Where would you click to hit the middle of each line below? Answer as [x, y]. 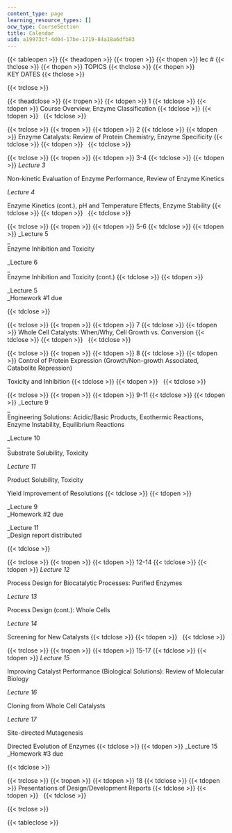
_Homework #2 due [35, 514]
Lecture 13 [22, 597]
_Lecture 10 [24, 438]
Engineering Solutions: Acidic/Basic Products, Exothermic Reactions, [105, 417]
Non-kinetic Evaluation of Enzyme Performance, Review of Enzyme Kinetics [116, 179]
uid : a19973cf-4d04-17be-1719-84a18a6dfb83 [71, 40]
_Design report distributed [44, 535]
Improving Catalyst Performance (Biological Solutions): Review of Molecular [116, 671]
